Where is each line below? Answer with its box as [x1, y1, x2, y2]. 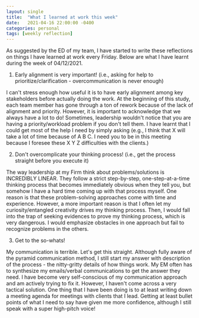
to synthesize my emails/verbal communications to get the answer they [6, 268, 181, 275]
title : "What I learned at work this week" [6, 14, 118, 20]
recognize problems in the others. [6, 225, 89, 233]
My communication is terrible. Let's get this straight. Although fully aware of [6, 249, 192, 256]
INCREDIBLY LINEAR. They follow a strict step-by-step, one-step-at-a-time [6, 175, 190, 182]
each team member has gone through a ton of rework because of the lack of [6, 101, 194, 109]
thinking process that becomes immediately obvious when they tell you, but [6, 182, 191, 189]
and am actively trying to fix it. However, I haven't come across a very [6, 280, 177, 287]
